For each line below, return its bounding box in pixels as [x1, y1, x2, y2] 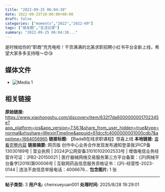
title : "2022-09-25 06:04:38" [5, 7, 67, 12]
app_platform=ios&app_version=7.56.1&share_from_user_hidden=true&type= [5, 125, 160, 131]
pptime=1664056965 [5, 136, 48, 141]
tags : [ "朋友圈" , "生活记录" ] [5, 26, 60, 30]
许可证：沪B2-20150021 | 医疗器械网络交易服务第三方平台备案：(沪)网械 [9, 154, 155, 160]
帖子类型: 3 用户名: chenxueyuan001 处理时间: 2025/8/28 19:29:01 [5, 181, 139, 187]
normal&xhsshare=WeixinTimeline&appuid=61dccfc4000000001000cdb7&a [5, 130, 159, 136]
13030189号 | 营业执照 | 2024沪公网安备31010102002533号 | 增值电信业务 [5, 148, 155, 154]
